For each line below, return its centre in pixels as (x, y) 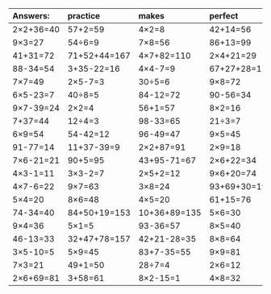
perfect (224, 16)
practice (84, 16)
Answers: (31, 16)
